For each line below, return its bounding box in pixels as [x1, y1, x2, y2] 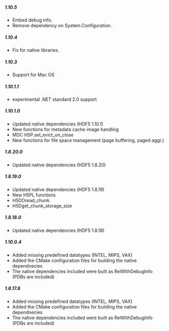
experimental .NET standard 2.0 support [12, 96, 97, 102]
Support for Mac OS [12, 72, 55, 78]
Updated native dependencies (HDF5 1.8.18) [12, 227, 105, 233]
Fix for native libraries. [12, 47, 60, 53]
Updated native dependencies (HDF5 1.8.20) [12, 162, 106, 168]
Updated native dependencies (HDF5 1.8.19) [12, 186, 105, 192]
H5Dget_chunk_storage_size [12, 203, 73, 209]
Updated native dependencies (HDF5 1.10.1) [12, 121, 104, 127]
